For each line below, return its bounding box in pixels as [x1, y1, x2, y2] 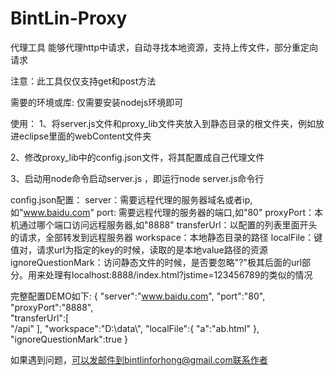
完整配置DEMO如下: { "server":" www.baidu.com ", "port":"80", [10, 290, 266, 302]
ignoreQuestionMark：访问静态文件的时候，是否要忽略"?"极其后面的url [10, 256, 303, 268]
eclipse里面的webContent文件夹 [18, 130, 152, 142]
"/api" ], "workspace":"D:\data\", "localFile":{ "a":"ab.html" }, [10, 322, 260, 334]
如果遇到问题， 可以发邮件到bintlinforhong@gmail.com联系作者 [10, 353, 268, 366]
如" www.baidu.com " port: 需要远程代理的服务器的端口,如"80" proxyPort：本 [10, 206, 323, 218]
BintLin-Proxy [10, 7, 128, 30]
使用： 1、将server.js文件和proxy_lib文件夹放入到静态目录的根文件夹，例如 [10, 117, 316, 129]
